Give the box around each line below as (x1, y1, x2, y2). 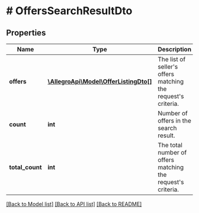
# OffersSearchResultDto (6, 4, 133, 18)
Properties (6, 28, 46, 38)
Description (158, 46, 191, 53)
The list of (158, 55, 186, 63)
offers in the (158, 117, 191, 125)
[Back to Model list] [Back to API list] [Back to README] (6, 201, 142, 208)
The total (158, 141, 182, 149)
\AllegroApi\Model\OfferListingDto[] (47, 78, 152, 85)
